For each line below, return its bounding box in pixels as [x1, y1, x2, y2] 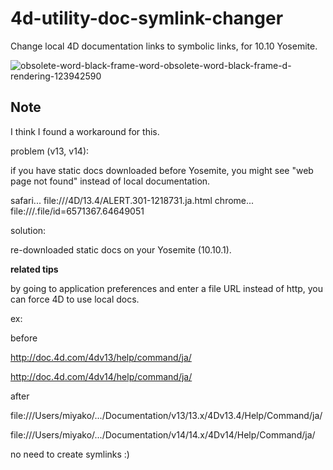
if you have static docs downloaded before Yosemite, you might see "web [10, 164, 314, 176]
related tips [10, 263, 59, 275]
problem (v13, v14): [10, 145, 90, 157]
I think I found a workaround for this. [10, 125, 160, 137]
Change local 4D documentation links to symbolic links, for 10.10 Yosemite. [10, 40, 318, 52]
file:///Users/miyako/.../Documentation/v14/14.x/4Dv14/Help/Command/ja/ [10, 428, 316, 441]
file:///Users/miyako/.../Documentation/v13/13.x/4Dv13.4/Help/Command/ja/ [10, 409, 323, 421]
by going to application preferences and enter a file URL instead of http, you [10, 282, 324, 294]
